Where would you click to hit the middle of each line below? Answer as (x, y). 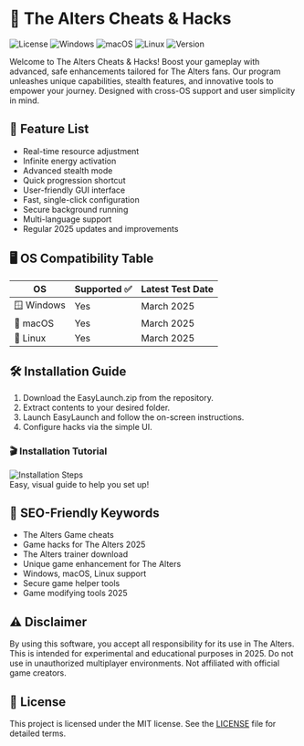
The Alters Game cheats (68, 535)
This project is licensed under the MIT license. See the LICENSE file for (143, 724)
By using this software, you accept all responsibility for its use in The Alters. (152, 644)
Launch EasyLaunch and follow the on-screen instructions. (133, 417)
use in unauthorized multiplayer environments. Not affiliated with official (145, 663)
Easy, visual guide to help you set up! (79, 484)
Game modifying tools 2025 (75, 594)
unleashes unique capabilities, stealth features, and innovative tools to (142, 80)
